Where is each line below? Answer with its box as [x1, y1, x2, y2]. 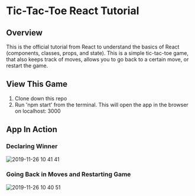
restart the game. [6, 62, 48, 69]
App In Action [6, 125, 57, 135]
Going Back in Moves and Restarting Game [6, 170, 131, 178]
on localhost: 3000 [14, 107, 61, 115]
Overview [6, 28, 43, 38]
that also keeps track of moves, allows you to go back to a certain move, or [6, 56, 189, 63]
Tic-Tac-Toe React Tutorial [6, 4, 139, 18]
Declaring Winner [6, 142, 58, 151]
